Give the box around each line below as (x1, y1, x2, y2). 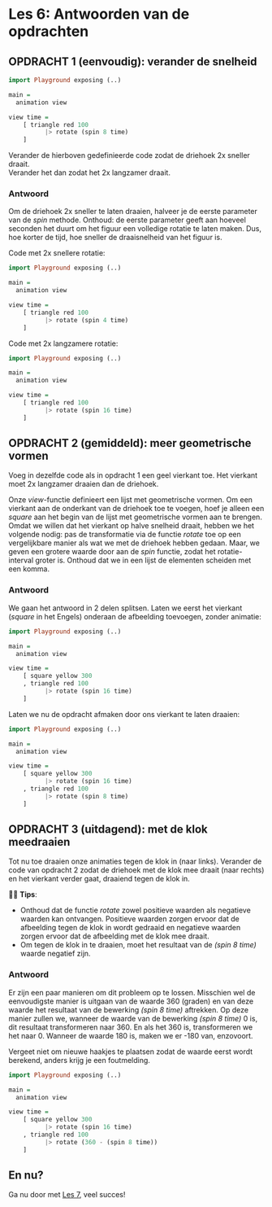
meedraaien (8, 835, 71, 849)
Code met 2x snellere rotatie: (8, 248, 106, 258)
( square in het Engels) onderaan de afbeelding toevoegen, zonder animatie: (8, 611, 261, 621)
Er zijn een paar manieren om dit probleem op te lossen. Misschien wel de (8, 987, 256, 997)
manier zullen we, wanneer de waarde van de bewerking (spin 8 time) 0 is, (8, 1013, 258, 1023)
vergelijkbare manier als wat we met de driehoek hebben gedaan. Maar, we (8, 538, 260, 548)
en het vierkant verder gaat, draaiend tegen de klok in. (8, 874, 191, 884)
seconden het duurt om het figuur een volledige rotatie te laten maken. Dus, (8, 224, 262, 234)
